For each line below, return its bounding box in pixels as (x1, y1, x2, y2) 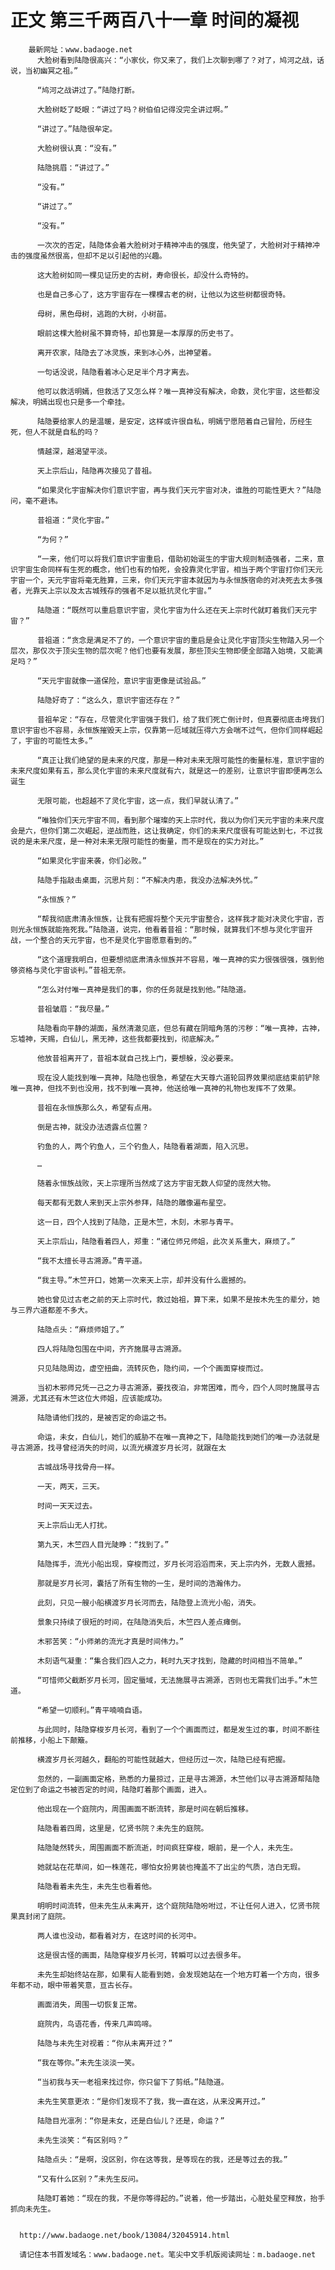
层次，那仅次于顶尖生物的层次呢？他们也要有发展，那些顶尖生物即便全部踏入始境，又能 (10, 646, 316, 656)
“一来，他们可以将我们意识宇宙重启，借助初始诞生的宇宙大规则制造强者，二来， (36, 554, 318, 564)
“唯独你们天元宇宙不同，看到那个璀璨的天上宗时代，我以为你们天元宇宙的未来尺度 (36, 815, 325, 825)
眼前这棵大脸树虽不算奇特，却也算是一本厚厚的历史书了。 (36, 328, 239, 338)
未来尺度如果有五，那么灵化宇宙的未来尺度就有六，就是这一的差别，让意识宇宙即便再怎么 (10, 766, 323, 776)
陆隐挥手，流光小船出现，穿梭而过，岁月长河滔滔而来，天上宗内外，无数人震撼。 (36, 1559, 320, 1569)
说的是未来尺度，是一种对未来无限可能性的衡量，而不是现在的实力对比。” (10, 836, 265, 846)
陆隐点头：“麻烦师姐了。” (36, 1324, 125, 1335)
